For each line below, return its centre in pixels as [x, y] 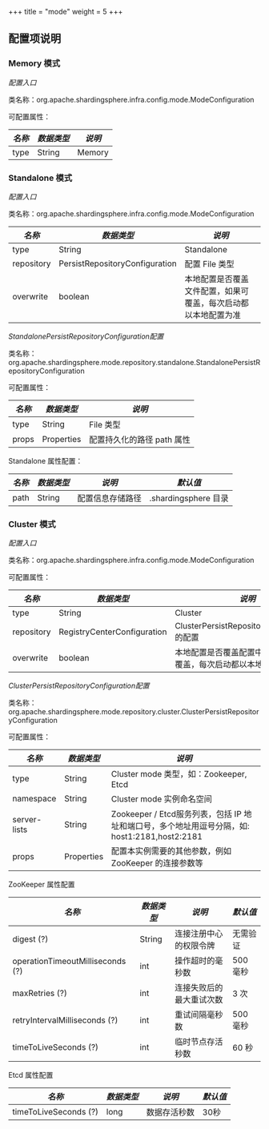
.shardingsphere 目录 [189, 498]
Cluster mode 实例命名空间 [161, 799]
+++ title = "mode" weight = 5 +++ [66, 12]
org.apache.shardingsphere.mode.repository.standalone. [102, 362]
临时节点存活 [199, 1042]
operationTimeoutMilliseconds [69, 962]
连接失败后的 [199, 988]
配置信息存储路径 [109, 498]
